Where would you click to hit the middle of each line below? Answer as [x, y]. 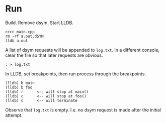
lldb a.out [17, 41]
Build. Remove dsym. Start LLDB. [39, 23]
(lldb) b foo [19, 87]
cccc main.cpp [20, 32]
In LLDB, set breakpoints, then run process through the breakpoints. [76, 74]
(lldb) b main [20, 83]
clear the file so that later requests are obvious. [54, 55]
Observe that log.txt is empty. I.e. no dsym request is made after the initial [83, 110]
